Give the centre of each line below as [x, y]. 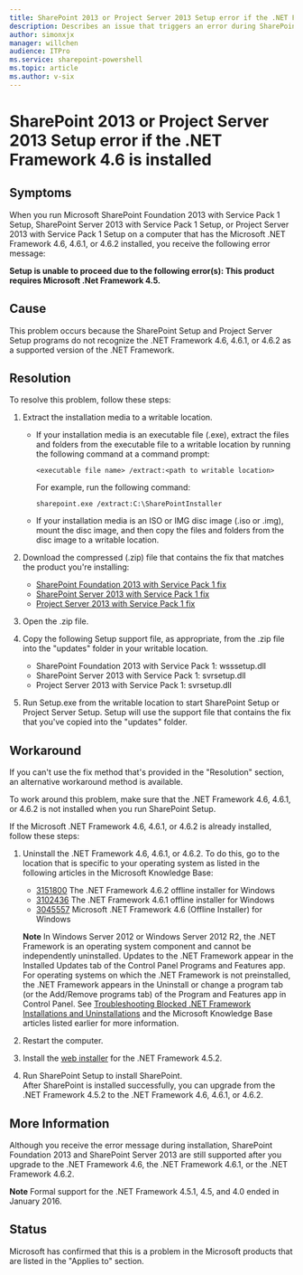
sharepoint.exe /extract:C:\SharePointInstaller [129, 504]
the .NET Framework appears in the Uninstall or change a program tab [153, 985]
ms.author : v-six [42, 77]
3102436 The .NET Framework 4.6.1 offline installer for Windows [155, 900]
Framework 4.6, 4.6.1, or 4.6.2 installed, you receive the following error [140, 243]
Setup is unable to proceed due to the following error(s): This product [142, 270]
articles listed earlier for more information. [101, 1024]
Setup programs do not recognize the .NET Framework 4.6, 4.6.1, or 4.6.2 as [150, 340]
